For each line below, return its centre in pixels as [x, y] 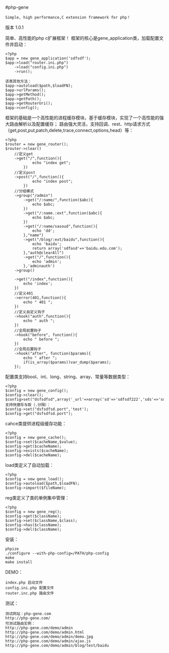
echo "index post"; [52, 181]
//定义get [24, 154]
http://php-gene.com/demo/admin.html [45, 632]
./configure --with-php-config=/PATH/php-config [57, 553]
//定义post [25, 173]
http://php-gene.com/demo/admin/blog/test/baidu [57, 645]
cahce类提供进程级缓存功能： [36, 423]
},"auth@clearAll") [44, 253]
